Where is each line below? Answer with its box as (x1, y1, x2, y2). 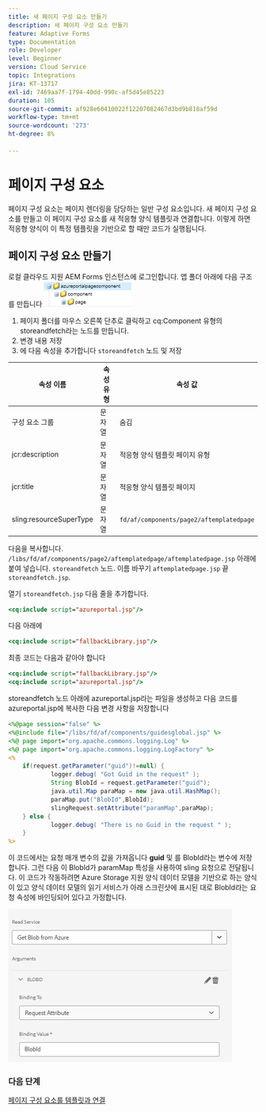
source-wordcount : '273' (8, 121, 90, 130)
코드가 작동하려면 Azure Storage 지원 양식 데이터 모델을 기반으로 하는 (26, 873, 243, 883)
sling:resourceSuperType (11, 514, 93, 524)
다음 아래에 (8, 621, 43, 630)
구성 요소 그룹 (11, 417, 54, 427)
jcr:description (11, 449, 59, 459)
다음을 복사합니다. (8, 544, 64, 553)
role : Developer (8, 46, 62, 55)
